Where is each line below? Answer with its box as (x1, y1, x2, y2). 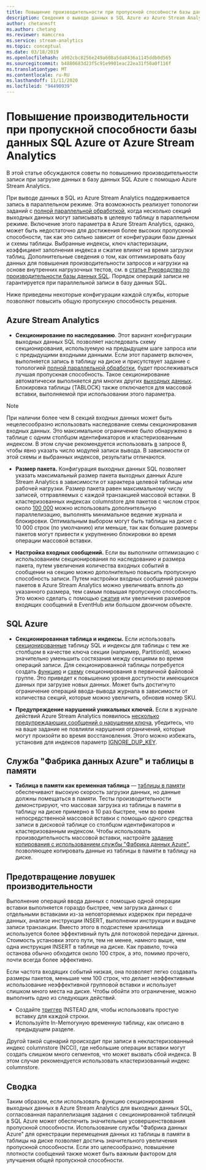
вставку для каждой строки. (15, 1013, 90, 1020)
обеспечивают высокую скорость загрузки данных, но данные (15, 789, 181, 796)
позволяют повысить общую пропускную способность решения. (6, 297, 177, 305)
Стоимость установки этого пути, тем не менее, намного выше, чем (6, 937, 186, 944)
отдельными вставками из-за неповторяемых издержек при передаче (6, 910, 192, 918)
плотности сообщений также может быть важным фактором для (6, 1150, 177, 1157)
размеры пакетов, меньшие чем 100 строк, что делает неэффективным (6, 975, 194, 982)
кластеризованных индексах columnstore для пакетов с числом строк (15, 497, 200, 505)
